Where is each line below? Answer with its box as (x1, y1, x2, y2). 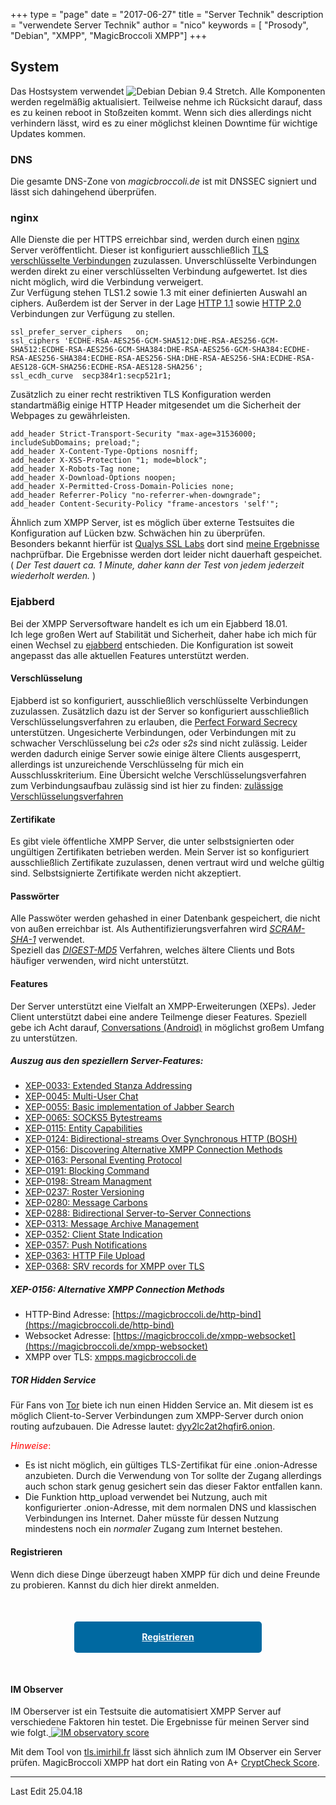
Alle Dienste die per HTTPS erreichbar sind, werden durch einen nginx (10, 234, 300, 246)
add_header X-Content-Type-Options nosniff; (10, 447, 199, 457)
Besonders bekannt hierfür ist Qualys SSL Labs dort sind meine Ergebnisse (10, 538, 320, 550)
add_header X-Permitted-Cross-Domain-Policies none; (10, 482, 235, 492)
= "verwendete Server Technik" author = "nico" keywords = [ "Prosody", (10, 19, 309, 31)
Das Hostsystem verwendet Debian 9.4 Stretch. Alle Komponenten (10, 85, 326, 97)
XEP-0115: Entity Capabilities (24, 1122, 143, 1134)
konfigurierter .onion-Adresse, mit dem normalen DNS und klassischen (24, 1502, 317, 1514)
